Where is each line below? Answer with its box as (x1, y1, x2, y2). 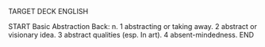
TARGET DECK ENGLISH (8, 7, 89, 16)
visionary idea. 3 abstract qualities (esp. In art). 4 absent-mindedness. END (8, 31, 255, 39)
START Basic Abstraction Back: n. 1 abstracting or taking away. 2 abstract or (8, 22, 258, 31)
